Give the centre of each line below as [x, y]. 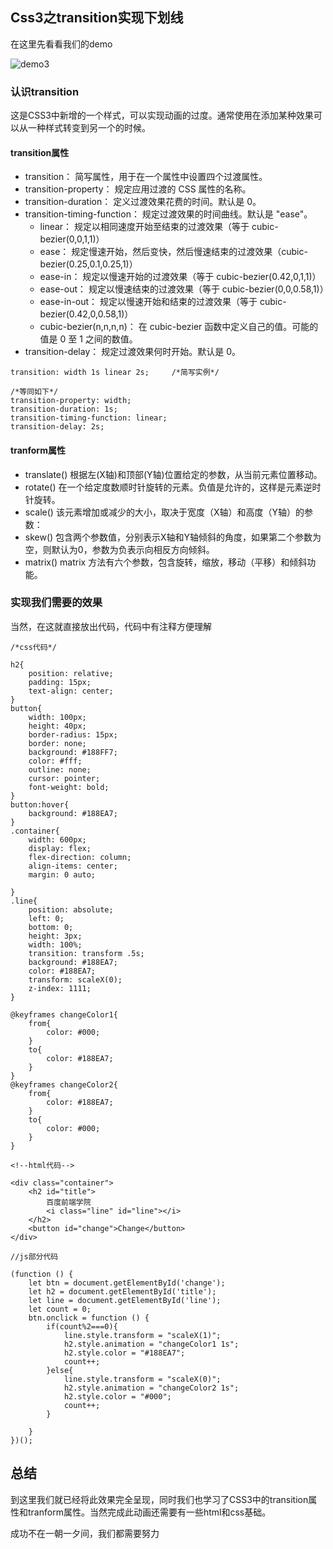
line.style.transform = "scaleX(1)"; [142, 1335]
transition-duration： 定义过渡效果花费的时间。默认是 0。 [143, 202]
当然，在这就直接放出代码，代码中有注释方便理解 [111, 626]
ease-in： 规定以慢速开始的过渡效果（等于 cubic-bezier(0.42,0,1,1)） [180, 277]
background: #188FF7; [73, 752]
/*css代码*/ [33, 647]
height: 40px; [57, 726]
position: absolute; [71, 909]
